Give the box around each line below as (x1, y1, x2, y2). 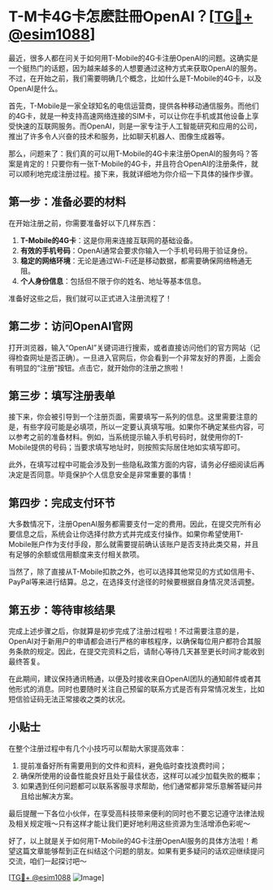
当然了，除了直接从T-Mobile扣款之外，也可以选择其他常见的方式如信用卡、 (8, 567, 259, 577)
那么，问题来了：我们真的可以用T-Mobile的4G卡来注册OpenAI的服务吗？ (8, 148, 252, 158)
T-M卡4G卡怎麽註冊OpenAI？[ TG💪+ (8, 7, 253, 26)
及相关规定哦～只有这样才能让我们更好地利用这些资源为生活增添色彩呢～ (8, 818, 250, 828)
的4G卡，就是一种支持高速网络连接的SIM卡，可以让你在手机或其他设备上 (8, 111, 252, 120)
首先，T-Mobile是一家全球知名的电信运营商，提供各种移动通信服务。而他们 (8, 101, 259, 111)
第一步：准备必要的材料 (8, 195, 126, 209)
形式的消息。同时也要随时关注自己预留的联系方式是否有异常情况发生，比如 (15, 684, 265, 693)
